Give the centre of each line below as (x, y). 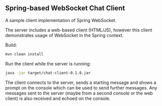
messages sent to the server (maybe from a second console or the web (79, 93)
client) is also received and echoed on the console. (58, 98)
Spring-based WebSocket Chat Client (65, 8)
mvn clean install (24, 54)
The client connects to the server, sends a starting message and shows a (81, 82)
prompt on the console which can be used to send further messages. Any (81, 87)
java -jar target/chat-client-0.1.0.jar (48, 73)
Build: (11, 45)
